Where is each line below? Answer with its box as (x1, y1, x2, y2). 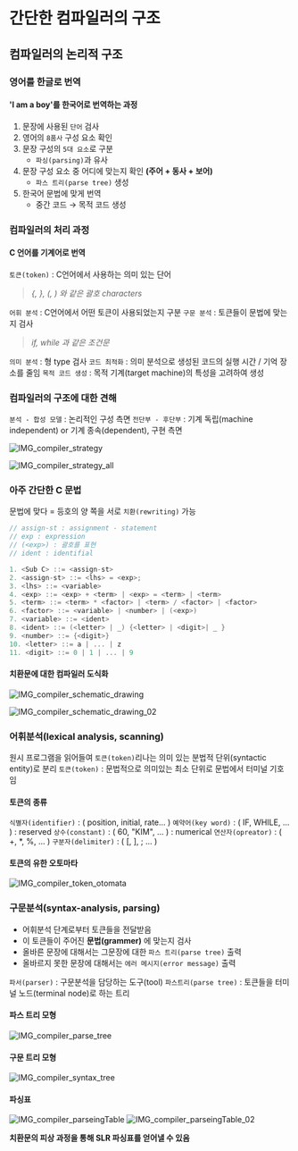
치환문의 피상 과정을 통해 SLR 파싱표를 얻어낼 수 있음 (9, 1132, 190, 1144)
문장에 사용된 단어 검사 (21, 121, 100, 131)
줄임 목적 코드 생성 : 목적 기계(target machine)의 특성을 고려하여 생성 (25, 367, 265, 378)
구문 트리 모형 (9, 1052, 56, 1063)
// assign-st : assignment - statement (9, 524, 158, 533)
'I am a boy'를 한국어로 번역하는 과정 (9, 99, 138, 110)
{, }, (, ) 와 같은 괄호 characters (30, 288, 143, 298)
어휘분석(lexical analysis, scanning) (9, 730, 164, 743)
